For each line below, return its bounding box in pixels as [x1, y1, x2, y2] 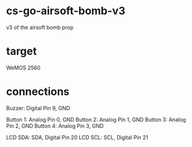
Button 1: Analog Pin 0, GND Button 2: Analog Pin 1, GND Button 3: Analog [6, 116, 186, 123]
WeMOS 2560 [6, 64, 40, 71]
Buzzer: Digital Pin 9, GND [6, 104, 70, 111]
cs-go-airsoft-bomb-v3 [6, 4, 126, 18]
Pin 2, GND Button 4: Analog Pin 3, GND [6, 122, 104, 129]
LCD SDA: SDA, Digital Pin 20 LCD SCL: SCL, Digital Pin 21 [6, 133, 149, 140]
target [6, 44, 37, 58]
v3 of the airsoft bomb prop [6, 24, 74, 31]
